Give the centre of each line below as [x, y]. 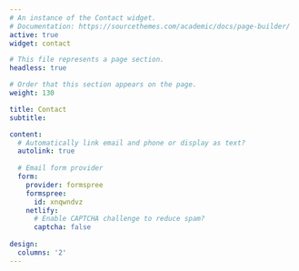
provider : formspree [65, 185]
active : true [34, 35]
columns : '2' [42, 252]
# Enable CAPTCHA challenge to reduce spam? [119, 219]
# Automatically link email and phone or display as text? [132, 143]
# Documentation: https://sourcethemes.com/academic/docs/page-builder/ [150, 26]
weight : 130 [32, 93]
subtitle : [28, 118]
